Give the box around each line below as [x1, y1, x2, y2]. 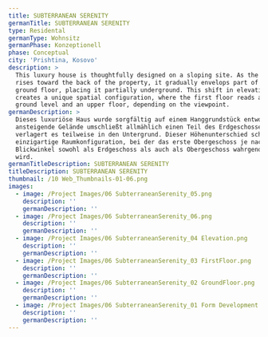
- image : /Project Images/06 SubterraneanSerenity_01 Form [15, 301, 216, 309]
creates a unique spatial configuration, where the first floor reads [15, 93, 255, 101]
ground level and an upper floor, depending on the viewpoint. [15, 101, 230, 109]
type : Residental [8, 26, 66, 34]
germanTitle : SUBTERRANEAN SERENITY [8, 19, 130, 27]
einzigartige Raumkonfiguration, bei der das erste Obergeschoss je [15, 137, 248, 146]
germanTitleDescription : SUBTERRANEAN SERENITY [8, 161, 170, 168]
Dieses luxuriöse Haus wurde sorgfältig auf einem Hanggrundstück [15, 116, 241, 124]
